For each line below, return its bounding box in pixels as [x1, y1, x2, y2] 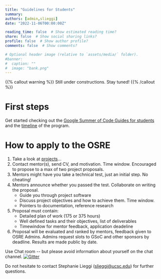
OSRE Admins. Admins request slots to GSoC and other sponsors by [12, 234, 150, 240]
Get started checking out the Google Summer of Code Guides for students [5, 118, 155, 124]
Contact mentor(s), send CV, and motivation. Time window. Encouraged [12, 161, 157, 167]
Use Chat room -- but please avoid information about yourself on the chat [5, 249, 153, 255]
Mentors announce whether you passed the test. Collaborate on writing [12, 182, 156, 188]
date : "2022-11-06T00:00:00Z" [5, 21, 67, 26]
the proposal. [12, 187, 39, 193]
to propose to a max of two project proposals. [12, 167, 104, 172]
